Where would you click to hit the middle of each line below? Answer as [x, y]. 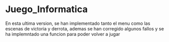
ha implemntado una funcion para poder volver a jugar [63, 34]
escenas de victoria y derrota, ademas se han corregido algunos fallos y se [85, 28]
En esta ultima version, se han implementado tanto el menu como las [78, 23]
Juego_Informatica [47, 9]
